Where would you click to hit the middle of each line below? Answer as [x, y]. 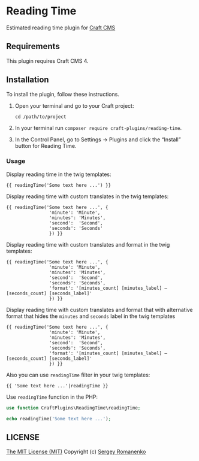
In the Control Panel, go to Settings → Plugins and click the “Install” [98, 139]
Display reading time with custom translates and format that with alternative [99, 310]
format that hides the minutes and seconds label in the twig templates [91, 316]
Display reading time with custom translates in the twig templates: [88, 196]
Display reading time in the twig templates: [59, 174]
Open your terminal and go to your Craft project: [74, 105]
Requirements [33, 46]
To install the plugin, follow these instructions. [63, 94]
